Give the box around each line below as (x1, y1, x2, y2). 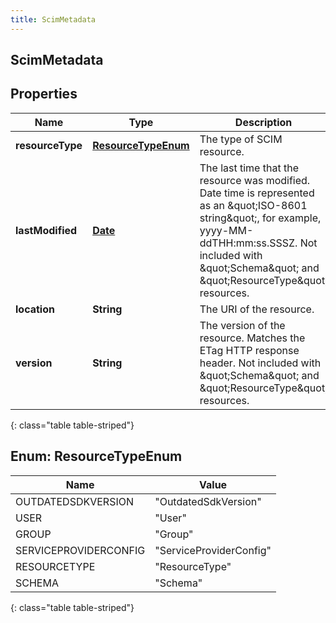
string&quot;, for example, (199, 211, 322, 225)
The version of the (199, 318, 286, 332)
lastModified (15, 223, 78, 237)
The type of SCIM (199, 132, 283, 146)
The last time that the (199, 161, 299, 175)
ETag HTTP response (199, 343, 300, 357)
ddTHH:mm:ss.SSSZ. (199, 236, 298, 250)
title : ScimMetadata (10, 14, 97, 25)
